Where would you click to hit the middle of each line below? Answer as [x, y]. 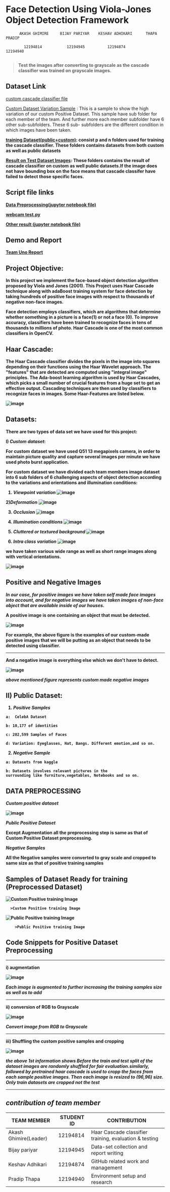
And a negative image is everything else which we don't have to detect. [82, 660]
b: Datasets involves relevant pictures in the [57, 771]
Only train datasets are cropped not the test [53, 1082]
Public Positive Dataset [31, 823]
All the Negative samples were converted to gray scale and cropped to [81, 858]
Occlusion [24, 512]
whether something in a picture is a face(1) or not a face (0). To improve [82, 317]
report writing [107, 1153]
